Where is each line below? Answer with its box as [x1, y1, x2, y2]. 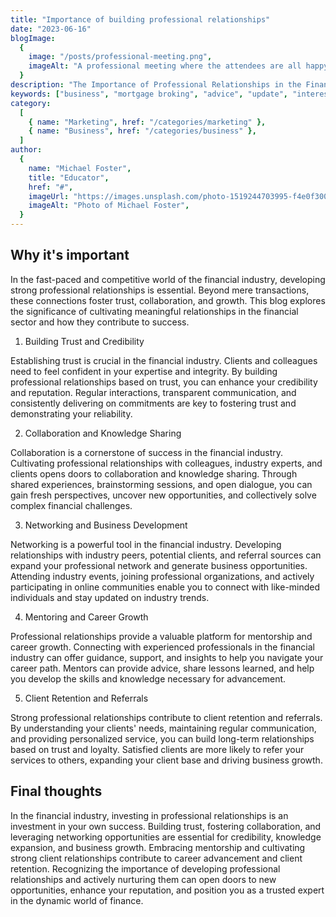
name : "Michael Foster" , [28, 163, 132, 173]
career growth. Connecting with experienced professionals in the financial [10, 641, 316, 653]
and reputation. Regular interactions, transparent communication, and [10, 386, 297, 398]
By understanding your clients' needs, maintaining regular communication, [10, 722, 317, 734]
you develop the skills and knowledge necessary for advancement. [10, 672, 287, 685]
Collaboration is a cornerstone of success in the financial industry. [10, 446, 284, 458]
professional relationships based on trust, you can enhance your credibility [10, 376, 318, 388]
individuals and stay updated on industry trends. [10, 591, 210, 603]
